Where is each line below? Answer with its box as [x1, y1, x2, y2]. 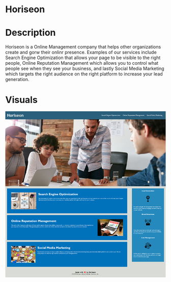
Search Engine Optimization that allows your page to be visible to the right [5, 55, 161, 61]
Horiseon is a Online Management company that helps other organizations [5, 44, 161, 50]
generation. [5, 76, 30, 83]
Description [5, 27, 56, 39]
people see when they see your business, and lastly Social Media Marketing [5, 65, 164, 72]
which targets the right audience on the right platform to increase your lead [5, 71, 163, 77]
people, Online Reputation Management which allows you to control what [5, 60, 159, 66]
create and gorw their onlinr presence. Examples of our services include [5, 49, 157, 56]
